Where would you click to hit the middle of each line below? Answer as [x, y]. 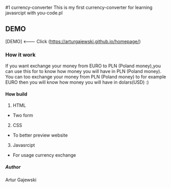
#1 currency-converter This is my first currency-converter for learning [79, 7]
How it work [20, 54]
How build [16, 94]
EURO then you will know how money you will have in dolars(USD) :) [77, 82]
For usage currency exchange [44, 155]
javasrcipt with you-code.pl [34, 13]
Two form [23, 116]
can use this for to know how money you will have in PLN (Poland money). [83, 71]
